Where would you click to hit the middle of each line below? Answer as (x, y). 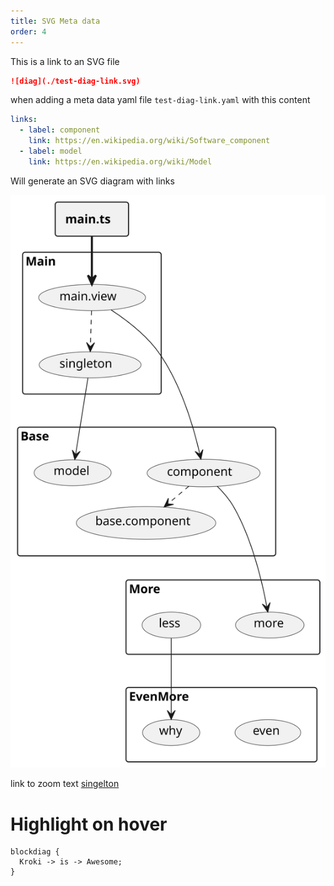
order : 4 (28, 31)
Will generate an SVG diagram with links (92, 181)
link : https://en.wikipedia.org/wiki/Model (120, 161)
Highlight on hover (89, 824)
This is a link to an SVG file (65, 61)
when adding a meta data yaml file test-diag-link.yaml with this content (160, 100)
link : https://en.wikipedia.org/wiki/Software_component (149, 141)
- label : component (60, 130)
